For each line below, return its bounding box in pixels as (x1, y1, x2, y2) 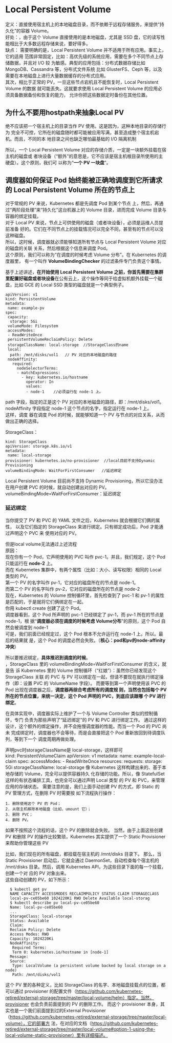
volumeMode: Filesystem (7, 323, 58, 329)
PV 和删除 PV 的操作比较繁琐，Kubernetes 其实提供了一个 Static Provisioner (5, 833, 166, 840)
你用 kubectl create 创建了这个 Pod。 (5, 605, 84, 611)
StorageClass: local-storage (10, 914, 72, 919)
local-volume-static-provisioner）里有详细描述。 (5, 1032, 109, 1038)
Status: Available (10, 918, 50, 923)
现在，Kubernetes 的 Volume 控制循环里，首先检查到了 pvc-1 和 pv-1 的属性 (5, 592, 165, 598)
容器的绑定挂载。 (5, 213, 41, 219)
